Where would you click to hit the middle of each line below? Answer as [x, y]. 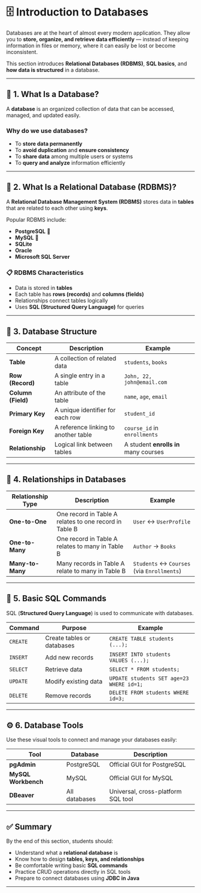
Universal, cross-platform [146, 792]
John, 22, [138, 376]
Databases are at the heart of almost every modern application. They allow [98, 33]
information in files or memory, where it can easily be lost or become [91, 46]
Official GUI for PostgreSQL [148, 765]
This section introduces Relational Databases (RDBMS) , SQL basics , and [97, 63]
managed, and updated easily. [43, 115]
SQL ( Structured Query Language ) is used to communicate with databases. [100, 613]
